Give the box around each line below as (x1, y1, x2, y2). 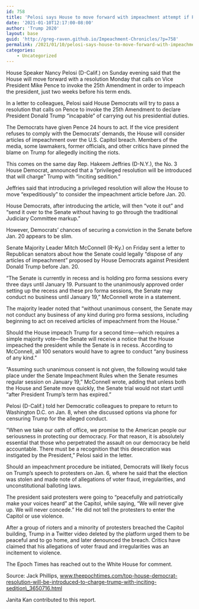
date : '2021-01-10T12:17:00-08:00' (6, 20, 94, 25)
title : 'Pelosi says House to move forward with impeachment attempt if (6, 14, 190, 20)
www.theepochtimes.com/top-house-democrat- (60, 572, 178, 579)
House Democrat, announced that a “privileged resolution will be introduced (6, 167, 192, 174)
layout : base (6, 31, 38, 37)
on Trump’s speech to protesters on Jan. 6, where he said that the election (6, 469, 188, 476)
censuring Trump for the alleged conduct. (6, 414, 108, 422)
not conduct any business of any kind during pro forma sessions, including (6, 311, 188, 318)
